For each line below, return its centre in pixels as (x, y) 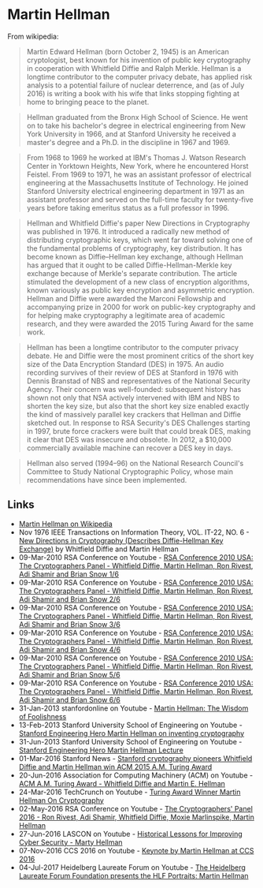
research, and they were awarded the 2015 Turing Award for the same (140, 323)
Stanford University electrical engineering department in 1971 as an (135, 191)
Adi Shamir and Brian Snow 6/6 (70, 700)
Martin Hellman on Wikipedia (66, 524)
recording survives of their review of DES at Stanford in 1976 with (132, 372)
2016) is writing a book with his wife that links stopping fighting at (133, 93)
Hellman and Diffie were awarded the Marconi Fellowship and (126, 298)
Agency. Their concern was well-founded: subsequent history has (134, 389)
